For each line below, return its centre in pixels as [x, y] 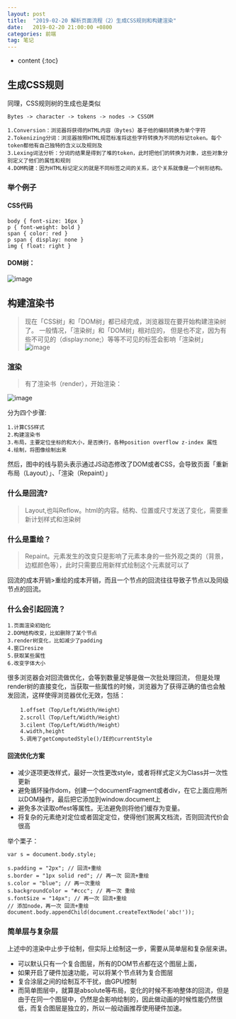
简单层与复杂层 [33, 932]
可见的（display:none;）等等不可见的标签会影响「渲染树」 [122, 339]
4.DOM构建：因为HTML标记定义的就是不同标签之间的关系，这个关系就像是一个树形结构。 [117, 168]
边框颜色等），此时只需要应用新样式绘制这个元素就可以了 [107, 565]
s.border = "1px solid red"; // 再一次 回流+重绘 [78, 876]
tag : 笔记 [21, 41]
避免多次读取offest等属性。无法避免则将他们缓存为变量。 [101, 809]
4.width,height [43, 732]
